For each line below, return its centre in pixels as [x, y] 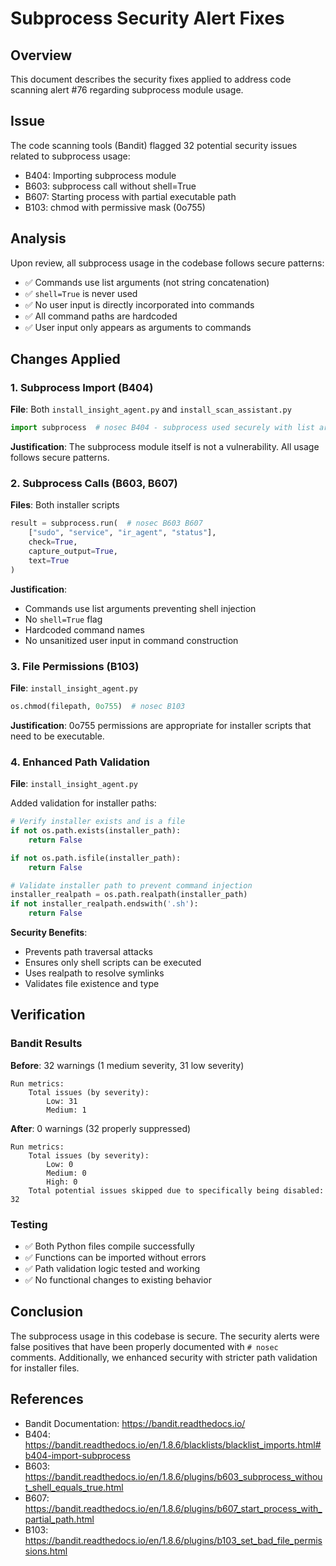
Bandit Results [46, 1044]
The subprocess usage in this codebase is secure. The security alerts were [165, 1336]
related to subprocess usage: [70, 156]
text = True [49, 560]
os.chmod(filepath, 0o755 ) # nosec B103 [98, 707]
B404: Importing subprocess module [100, 175]
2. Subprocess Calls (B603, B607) [94, 484]
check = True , [53, 542]
